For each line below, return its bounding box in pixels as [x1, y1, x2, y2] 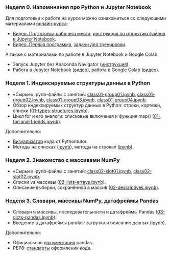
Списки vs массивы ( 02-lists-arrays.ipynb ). [12, 179, 106, 185]
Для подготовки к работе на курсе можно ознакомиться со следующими [5, 15, 166, 22]
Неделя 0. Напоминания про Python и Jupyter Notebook [5, 4, 152, 11]
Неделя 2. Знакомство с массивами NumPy [5, 156, 120, 163]
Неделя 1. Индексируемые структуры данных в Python [5, 79, 151, 87]
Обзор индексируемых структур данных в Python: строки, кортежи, [12, 102, 162, 108]
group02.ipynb [12, 96, 44, 103]
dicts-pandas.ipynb [12, 214, 54, 221]
